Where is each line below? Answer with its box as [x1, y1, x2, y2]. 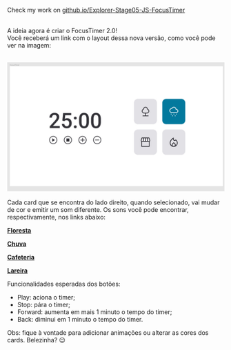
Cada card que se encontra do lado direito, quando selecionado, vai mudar [7, 198, 220, 206]
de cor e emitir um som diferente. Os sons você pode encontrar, [7, 206, 190, 214]
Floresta [7, 226, 32, 235]
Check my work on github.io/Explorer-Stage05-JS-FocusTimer [7, 6, 185, 14]
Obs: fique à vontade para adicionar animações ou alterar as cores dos [7, 329, 209, 337]
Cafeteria [7, 253, 35, 262]
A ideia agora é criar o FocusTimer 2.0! [7, 27, 117, 35]
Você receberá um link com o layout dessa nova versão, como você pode [7, 34, 216, 42]
